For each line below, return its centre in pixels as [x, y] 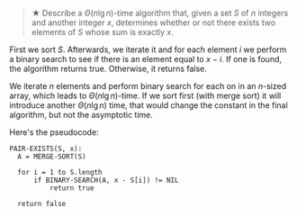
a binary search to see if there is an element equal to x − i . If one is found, [145, 59]
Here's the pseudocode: [54, 132]
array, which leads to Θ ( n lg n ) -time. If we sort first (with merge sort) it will [145, 95]
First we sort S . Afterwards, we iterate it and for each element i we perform [148, 49]
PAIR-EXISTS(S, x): [46, 148]
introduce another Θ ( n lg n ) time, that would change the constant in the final [148, 105]
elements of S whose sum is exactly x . [102, 32]
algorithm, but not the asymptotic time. [81, 115]
